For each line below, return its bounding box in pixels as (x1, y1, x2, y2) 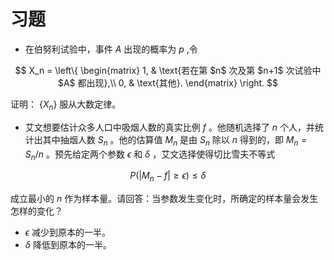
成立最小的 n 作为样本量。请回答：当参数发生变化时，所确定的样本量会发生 (10, 193, 319, 205)
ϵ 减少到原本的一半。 (24, 226, 112, 239)
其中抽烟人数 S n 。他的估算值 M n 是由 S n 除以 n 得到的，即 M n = (42, 133, 308, 148)
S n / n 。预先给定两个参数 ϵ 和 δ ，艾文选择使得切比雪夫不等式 (24, 148, 276, 162)
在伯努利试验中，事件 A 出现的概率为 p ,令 (24, 43, 198, 55)
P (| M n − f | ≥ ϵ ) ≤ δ (129, 170, 207, 184)
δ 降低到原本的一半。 (24, 239, 112, 251)
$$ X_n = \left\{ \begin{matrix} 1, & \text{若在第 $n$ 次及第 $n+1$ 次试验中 (14, 64, 322, 76)
